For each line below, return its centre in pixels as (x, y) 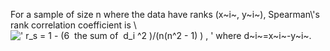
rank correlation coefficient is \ (73, 25)
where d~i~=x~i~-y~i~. (263, 35)
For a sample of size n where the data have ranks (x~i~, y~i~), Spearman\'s (165, 14)
